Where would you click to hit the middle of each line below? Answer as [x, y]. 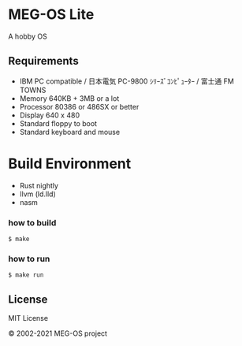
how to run [29, 259]
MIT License [28, 318]
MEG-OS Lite [51, 15]
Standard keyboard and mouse [70, 132]
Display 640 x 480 [50, 115]
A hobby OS [28, 36]
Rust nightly [39, 185]
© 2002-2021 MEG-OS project [58, 333]
